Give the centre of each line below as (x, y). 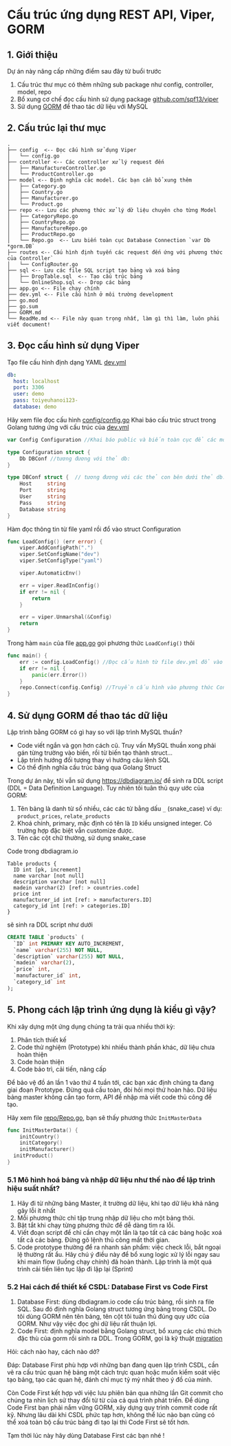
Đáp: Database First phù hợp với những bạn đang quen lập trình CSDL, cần (113, 1365)
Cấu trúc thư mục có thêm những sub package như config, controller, (115, 85)
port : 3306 (29, 388)
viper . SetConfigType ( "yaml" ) (61, 561)
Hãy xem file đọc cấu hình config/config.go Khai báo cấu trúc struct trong (112, 420)
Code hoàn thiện (41, 1061)
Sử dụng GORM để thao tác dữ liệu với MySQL (82, 106)
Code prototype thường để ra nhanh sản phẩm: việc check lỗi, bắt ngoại (119, 1247)
